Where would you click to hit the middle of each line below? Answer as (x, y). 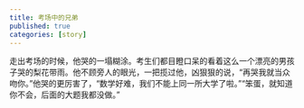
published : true (40, 26)
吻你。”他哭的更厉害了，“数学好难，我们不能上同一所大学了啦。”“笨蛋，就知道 (151, 84)
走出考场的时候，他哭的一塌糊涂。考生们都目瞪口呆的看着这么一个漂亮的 (144, 61)
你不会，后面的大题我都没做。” (65, 94)
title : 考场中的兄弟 (44, 18)
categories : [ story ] (48, 34)
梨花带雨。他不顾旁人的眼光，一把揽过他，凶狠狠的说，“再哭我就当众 (162, 72)
